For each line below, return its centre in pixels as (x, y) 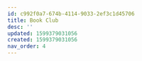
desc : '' (20, 27)
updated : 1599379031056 (43, 33)
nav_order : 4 (27, 46)
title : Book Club (33, 20)
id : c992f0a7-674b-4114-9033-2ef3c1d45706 (71, 14)
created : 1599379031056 (43, 40)
